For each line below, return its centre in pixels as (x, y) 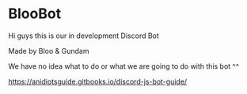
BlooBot (35, 14)
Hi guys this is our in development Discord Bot (84, 36)
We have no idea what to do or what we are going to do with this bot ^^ (124, 66)
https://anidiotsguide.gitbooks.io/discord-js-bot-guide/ (98, 81)
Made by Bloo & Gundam (49, 51)
